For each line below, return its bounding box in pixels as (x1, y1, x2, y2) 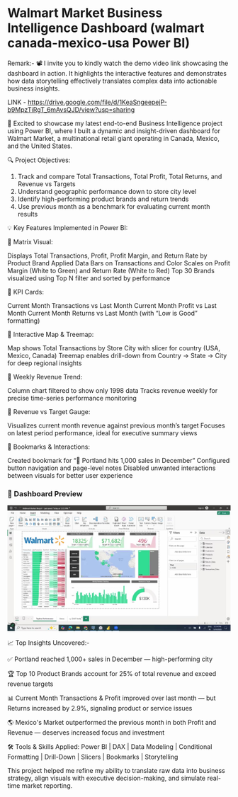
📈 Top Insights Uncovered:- (7, 638, 90, 647)
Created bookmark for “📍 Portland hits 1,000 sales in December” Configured (7, 456, 230, 464)
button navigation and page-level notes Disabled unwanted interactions (7, 464, 216, 472)
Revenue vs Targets (17, 179, 76, 188)
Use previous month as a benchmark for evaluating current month (17, 202, 210, 210)
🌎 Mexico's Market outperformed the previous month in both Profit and (7, 718, 217, 726)
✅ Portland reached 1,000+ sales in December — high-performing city (7, 655, 213, 663)
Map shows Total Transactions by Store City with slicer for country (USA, (7, 343, 221, 352)
